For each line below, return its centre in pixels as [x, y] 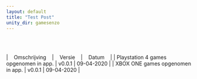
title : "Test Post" [30, 17]
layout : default [26, 12]
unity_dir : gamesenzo [33, 23]
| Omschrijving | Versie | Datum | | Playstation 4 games [86, 58]
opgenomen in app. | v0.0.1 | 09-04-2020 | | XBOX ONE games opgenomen [99, 64]
